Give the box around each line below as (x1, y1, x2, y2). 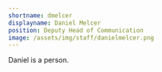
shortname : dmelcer (8, 11, 73, 20)
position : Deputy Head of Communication (8, 26, 145, 34)
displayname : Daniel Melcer (8, 19, 102, 27)
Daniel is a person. (8, 55, 69, 65)
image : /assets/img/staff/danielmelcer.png (8, 33, 155, 42)
